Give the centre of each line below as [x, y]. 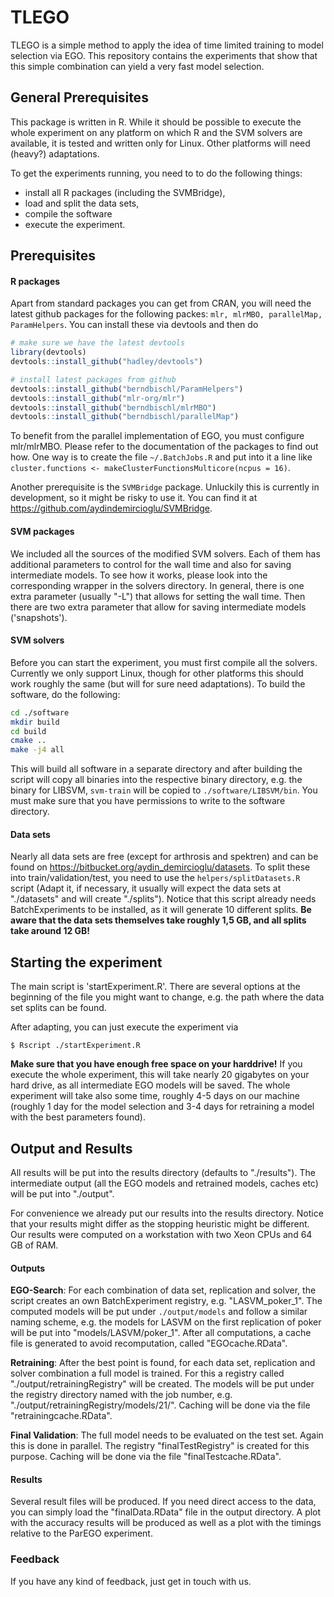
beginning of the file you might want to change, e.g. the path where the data [167, 997]
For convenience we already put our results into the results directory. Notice [167, 1213]
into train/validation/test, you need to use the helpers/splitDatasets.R [155, 878]
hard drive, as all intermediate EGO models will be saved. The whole [150, 1085]
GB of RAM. [34, 1245]
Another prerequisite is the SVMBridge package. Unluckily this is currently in [165, 487]
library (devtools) [48, 352]
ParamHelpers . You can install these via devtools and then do [134, 325]
